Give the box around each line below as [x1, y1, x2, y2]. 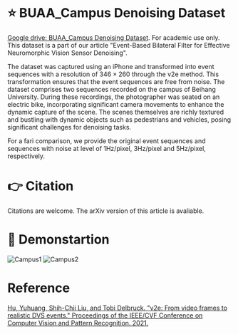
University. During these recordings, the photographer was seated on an [7, 93, 220, 101]
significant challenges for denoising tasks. [7, 122, 132, 131]
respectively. [7, 152, 45, 160]
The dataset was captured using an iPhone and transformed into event [7, 62, 215, 71]
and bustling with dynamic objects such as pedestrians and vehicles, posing [7, 115, 232, 124]
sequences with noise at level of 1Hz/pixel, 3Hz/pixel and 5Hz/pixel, [7, 144, 207, 152]
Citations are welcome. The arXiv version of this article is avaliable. [7, 207, 205, 215]
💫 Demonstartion [7, 231, 110, 248]
